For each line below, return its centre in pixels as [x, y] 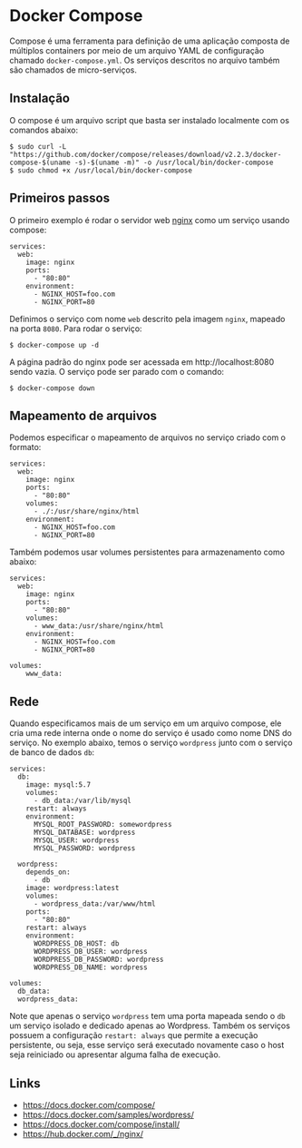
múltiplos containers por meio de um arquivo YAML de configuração [137, 50]
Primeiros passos [60, 198]
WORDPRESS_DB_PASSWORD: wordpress [99, 960]
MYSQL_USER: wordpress [76, 840]
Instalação [40, 98]
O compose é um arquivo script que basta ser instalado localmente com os [150, 120]
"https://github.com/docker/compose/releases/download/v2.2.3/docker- [146, 154]
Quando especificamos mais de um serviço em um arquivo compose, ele [146, 723]
